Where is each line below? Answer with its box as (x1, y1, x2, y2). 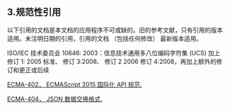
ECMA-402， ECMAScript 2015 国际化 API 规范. (7, 80, 142, 89)
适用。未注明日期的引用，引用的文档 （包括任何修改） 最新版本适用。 (7, 34, 203, 42)
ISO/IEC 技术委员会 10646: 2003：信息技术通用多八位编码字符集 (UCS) (7, 48, 207, 57)
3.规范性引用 (7, 6, 62, 18)
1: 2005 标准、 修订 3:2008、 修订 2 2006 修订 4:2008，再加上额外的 (20, 57, 217, 65)
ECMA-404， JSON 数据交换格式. (7, 95, 103, 103)
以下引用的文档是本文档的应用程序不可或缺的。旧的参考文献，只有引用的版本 (7, 26, 223, 34)
